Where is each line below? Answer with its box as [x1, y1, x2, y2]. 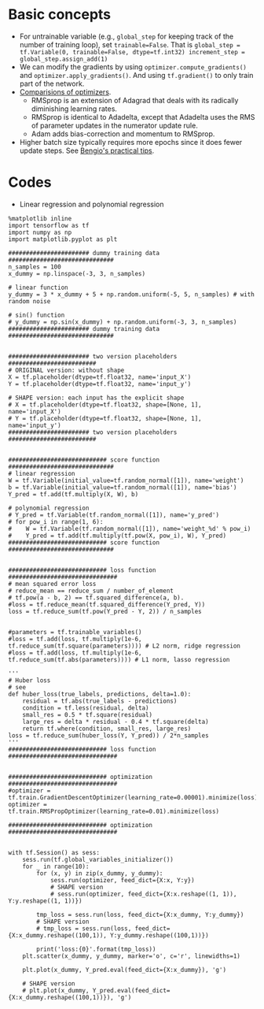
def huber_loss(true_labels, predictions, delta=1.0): [8, 690, 192, 698]
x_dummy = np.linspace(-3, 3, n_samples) [8, 269, 146, 277]
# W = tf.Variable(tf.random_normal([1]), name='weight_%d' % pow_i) [8, 525, 251, 532]
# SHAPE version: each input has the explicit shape [8, 394, 185, 402]
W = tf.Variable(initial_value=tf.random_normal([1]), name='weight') [8, 477, 244, 484]
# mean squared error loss [8, 580, 97, 588]
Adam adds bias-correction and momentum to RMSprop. [31, 128, 215, 139]
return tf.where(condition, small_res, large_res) [22, 725, 192, 733]
